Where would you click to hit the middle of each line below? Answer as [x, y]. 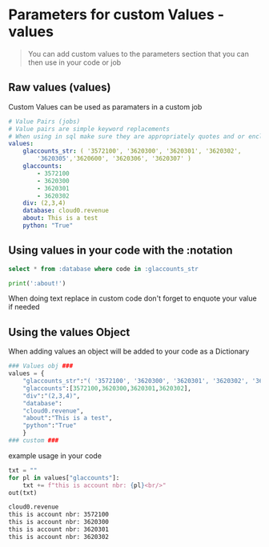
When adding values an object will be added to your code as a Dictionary [129, 351]
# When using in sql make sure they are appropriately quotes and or [127, 136]
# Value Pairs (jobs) [44, 122]
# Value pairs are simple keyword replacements [89, 129]
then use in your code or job [74, 62]
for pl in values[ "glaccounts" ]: [64, 477]
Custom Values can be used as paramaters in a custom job [105, 106]
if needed [24, 307]
